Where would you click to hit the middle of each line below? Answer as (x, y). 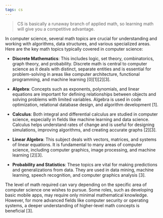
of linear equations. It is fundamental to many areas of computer (77, 144)
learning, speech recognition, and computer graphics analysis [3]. (79, 175)
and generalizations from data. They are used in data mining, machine (83, 170)
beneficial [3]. (19, 211)
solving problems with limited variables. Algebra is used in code (77, 99)
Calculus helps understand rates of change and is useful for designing (83, 125)
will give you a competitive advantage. (56, 29)
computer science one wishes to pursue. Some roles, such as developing (79, 189)
